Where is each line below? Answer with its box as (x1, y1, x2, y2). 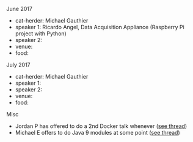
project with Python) (15, 30, 67, 37)
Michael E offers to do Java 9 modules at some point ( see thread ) (15, 129, 180, 136)
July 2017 (6, 61, 31, 68)
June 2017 (6, 5, 32, 12)
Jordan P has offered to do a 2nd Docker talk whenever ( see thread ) (15, 122, 188, 130)
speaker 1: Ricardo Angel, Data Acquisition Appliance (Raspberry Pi (15, 24, 184, 30)
